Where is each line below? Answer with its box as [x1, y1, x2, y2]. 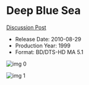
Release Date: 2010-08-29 [15, 35, 82, 42]
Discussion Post [6, 24, 47, 31]
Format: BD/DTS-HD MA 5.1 [15, 48, 84, 55]
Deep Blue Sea [6, 4, 81, 18]
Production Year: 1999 [15, 42, 71, 49]
